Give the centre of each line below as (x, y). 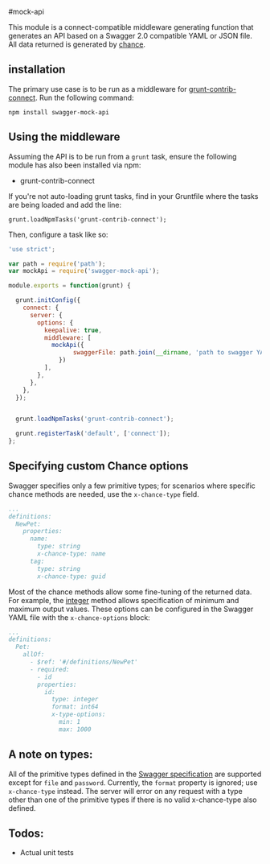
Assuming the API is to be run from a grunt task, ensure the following (123, 156)
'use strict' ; (32, 249)
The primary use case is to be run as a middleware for (98, 89)
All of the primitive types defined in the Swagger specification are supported (135, 774)
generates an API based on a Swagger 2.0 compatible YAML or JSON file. (131, 36)
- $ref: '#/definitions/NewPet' (84, 662)
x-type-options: (78, 715)
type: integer (75, 700)
